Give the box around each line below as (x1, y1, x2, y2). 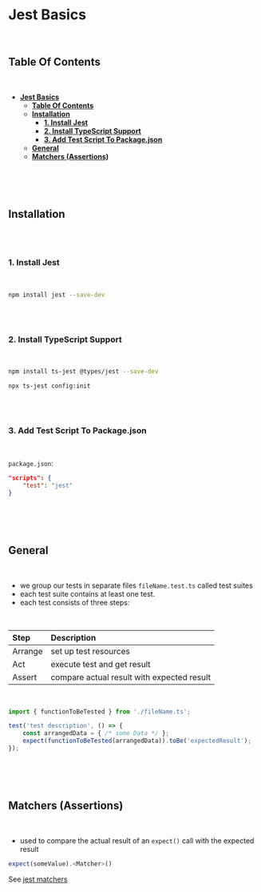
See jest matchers (8, 874, 68, 884)
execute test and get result (50, 658, 151, 669)
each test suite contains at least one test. (19, 589, 156, 598)
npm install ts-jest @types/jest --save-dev (8, 368, 159, 376)
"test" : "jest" (22, 481, 73, 489)
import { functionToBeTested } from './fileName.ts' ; (8, 707, 192, 716)
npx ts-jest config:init (8, 382, 91, 390)
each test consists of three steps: (19, 597, 130, 607)
